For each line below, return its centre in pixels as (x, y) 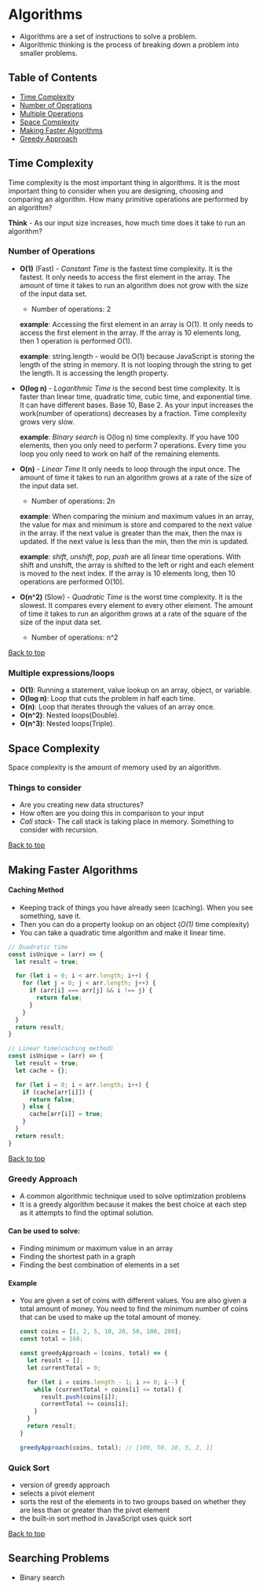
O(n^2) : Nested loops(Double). (69, 715)
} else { (37, 1107)
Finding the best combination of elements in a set (99, 1265)
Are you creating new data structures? (81, 805)
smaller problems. (49, 53)
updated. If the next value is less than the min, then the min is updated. (134, 541)
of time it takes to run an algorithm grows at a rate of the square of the (133, 613)
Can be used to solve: (44, 1231)
